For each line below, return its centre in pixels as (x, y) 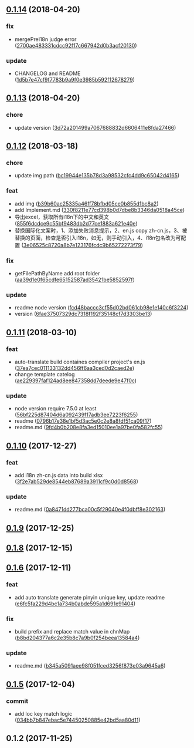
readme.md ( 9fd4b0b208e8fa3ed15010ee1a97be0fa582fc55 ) (89, 427)
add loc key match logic (43, 713)
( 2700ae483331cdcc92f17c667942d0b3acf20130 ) (76, 45)
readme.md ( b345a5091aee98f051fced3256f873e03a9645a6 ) (90, 666)
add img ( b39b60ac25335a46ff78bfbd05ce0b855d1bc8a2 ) (86, 203)
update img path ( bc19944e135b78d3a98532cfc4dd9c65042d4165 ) (97, 176)
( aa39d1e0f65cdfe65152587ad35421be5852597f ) (74, 279)
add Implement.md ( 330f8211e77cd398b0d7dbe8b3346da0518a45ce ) (100, 210)
